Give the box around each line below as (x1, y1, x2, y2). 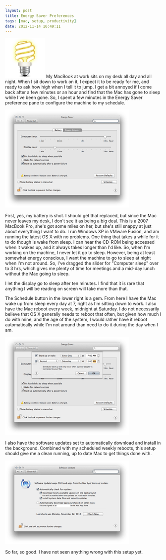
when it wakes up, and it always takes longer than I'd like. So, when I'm (5, 244, 150, 251)
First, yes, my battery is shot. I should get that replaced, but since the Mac (5, 213, 157, 219)
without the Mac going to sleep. (5, 271, 70, 277)
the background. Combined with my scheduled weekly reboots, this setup (5, 445, 156, 451)
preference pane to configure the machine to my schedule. (5, 100, 125, 106)
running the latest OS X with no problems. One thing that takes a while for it (5, 234, 159, 240)
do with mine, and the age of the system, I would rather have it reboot (5, 316, 148, 323)
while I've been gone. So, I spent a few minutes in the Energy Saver (5, 94, 143, 100)
